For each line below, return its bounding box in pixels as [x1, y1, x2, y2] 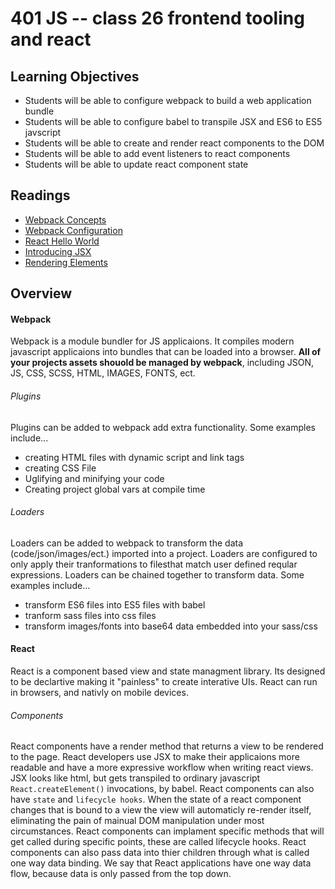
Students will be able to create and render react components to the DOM [24, 137, 325, 149]
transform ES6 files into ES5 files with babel [24, 598, 206, 611]
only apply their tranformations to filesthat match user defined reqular [10, 558, 298, 570]
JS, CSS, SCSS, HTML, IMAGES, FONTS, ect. [10, 367, 196, 379]
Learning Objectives [10, 68, 140, 85]
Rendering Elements [24, 256, 108, 268]
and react [10, 28, 92, 51]
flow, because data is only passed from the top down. [10, 868, 232, 880]
